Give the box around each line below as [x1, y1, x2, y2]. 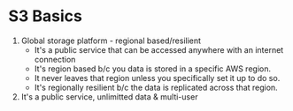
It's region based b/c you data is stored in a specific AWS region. [34, 63, 272, 74]
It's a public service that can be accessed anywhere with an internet [34, 44, 284, 55]
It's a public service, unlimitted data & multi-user [20, 91, 198, 102]
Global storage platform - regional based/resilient [20, 35, 201, 46]
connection [34, 54, 76, 64]
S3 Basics [8, 6, 83, 26]
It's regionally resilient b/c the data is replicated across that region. [34, 82, 278, 92]
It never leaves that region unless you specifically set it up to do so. [34, 72, 281, 83]
